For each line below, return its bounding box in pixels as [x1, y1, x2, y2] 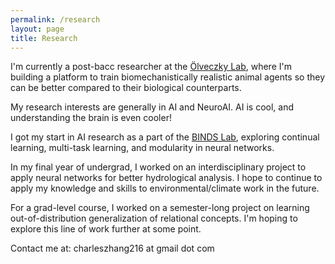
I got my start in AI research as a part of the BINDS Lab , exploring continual [10, 131, 320, 143]
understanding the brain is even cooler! [10, 112, 172, 124]
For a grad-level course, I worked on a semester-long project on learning [10, 202, 310, 214]
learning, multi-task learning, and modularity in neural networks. [10, 142, 275, 154]
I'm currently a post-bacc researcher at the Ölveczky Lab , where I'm [10, 61, 292, 73]
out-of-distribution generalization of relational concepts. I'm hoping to [10, 212, 298, 225]
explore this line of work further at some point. [10, 223, 202, 235]
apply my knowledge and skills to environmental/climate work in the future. [10, 182, 320, 195]
